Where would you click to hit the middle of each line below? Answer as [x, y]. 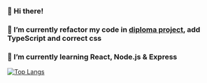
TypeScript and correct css [55, 38]
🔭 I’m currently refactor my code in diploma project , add [104, 29]
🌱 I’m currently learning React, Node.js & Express [92, 57]
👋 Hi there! [26, 11]
